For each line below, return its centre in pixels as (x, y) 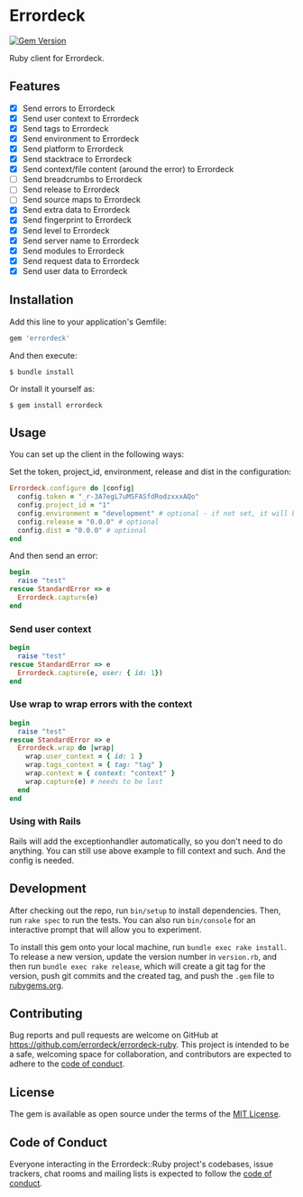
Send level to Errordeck (66, 230)
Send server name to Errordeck (81, 241)
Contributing (46, 1014)
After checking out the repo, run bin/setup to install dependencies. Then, (145, 910)
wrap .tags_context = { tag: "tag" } (95, 765)
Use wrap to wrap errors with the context (101, 704)
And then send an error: (54, 556)
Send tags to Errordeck (65, 128)
